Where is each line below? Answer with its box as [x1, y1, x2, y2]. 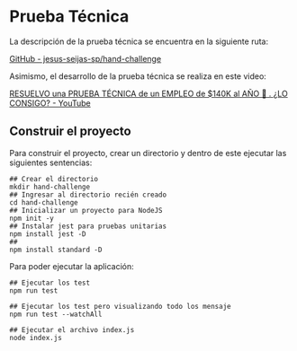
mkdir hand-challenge [9, 182, 91, 191]
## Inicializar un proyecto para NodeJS [9, 206, 164, 215]
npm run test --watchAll [9, 310, 103, 319]
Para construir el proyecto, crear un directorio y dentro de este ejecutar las [9, 147, 287, 158]
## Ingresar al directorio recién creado [9, 190, 167, 199]
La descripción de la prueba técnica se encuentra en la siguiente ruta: [9, 36, 268, 47]
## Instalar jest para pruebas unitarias [9, 222, 167, 231]
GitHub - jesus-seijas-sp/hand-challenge [9, 53, 162, 64]
